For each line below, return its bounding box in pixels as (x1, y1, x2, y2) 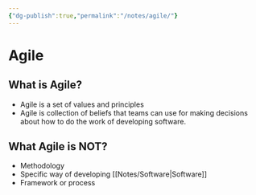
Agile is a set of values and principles (19, 100, 145, 109)
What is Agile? (8, 78, 83, 92)
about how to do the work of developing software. (19, 116, 187, 126)
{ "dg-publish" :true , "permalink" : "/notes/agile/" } (8, 11, 179, 20)
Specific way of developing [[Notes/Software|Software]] (19, 169, 208, 179)
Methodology (19, 161, 65, 171)
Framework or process (19, 178, 96, 188)
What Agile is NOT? (8, 140, 108, 153)
